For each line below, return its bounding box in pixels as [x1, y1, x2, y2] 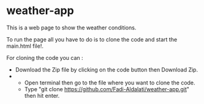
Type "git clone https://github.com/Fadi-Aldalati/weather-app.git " [24, 85, 190, 92]
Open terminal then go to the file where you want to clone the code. [24, 79, 195, 86]
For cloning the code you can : [6, 54, 84, 61]
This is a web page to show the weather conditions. [6, 24, 137, 31]
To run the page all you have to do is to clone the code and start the [6, 35, 178, 43]
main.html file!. [6, 42, 44, 50]
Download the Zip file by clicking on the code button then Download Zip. [15, 65, 198, 73]
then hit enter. [24, 92, 60, 99]
